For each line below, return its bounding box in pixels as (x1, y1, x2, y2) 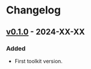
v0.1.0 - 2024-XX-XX (6, 27, 85, 37)
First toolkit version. (14, 57, 63, 64)
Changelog (6, 4, 61, 17)
